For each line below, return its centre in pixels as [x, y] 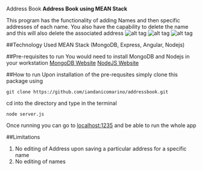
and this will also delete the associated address [65, 33]
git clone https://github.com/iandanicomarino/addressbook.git [87, 92]
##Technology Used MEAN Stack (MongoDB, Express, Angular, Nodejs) [96, 45]
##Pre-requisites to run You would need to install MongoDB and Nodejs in [98, 56]
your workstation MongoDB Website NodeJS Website [73, 63]
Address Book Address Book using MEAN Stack [67, 9]
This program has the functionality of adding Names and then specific [93, 20]
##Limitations [23, 137]
